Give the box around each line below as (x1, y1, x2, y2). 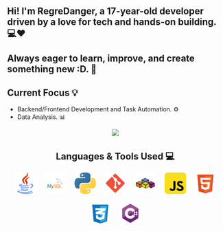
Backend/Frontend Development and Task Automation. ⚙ (16, 105, 180, 113)
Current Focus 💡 (7, 87, 79, 98)
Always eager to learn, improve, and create (7, 53, 196, 65)
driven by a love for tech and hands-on (7, 16, 176, 28)
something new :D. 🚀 (7, 63, 97, 75)
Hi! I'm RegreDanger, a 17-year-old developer (7, 5, 204, 17)
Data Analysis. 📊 (16, 113, 66, 121)
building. (178, 16, 218, 28)
